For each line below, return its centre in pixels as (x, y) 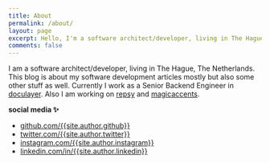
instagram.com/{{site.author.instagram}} (87, 143)
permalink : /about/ (41, 23)
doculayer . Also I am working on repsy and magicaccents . (104, 94)
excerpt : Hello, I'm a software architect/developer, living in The (125, 38)
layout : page (30, 31)
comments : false (35, 46)
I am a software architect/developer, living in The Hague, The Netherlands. (132, 68)
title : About (30, 16)
